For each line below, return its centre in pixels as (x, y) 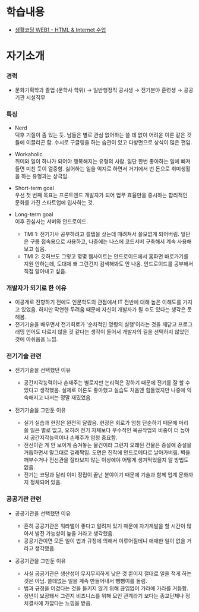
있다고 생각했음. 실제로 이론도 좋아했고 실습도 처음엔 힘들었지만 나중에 (105, 390)
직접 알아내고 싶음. (45, 271)
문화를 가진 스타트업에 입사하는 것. (54, 202)
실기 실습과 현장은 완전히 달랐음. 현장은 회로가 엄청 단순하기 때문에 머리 (106, 423)
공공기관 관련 (24, 499)
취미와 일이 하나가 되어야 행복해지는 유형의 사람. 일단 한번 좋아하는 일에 (97, 161)
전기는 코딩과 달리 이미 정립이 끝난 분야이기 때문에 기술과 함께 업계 (100, 475)
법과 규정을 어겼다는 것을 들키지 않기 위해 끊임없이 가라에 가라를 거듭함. (106, 588)
